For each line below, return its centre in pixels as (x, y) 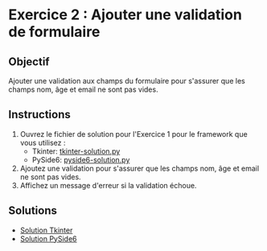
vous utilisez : (43, 142)
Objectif (29, 62)
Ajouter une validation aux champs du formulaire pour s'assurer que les (127, 81)
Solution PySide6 (49, 238)
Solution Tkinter (46, 230)
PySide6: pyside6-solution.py (81, 159)
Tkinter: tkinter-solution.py (76, 151)
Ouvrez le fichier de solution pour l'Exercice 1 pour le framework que (133, 134)
